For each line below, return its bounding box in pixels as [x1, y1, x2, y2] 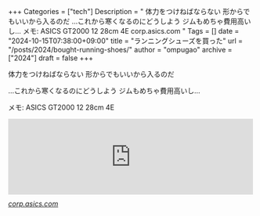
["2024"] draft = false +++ [8, 53, 94, 63]
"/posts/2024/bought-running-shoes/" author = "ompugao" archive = [8, 45, 233, 54]
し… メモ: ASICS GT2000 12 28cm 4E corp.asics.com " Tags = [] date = [8, 27, 240, 35]
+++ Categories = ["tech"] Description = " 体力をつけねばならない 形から [8, 7, 244, 16]
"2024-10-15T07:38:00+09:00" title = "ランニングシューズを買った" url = [8, 36, 244, 45]
